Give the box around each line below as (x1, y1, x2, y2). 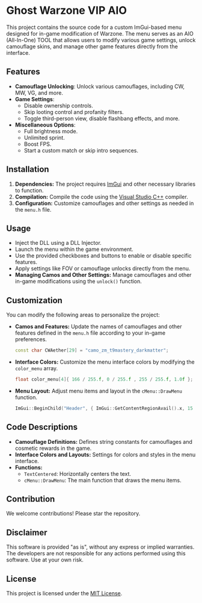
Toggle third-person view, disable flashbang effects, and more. (23, 115, 180, 122)
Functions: (14, 464, 43, 471)
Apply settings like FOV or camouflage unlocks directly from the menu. (14, 265, 191, 272)
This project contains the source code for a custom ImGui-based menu (6, 24, 182, 31)
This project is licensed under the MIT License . (6, 590, 123, 597)
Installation (6, 164, 49, 175)
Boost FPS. (23, 140, 52, 148)
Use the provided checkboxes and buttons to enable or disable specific (14, 252, 192, 259)
